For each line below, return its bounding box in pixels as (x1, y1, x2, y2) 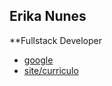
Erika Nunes (9, 8, 87, 25)
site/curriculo (23, 64, 79, 76)
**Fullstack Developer (9, 34, 102, 46)
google (23, 54, 54, 66)
